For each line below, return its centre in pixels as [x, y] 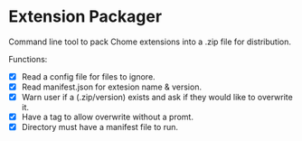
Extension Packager [85, 17]
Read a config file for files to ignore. [88, 76]
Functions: [28, 59]
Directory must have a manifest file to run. [99, 127]
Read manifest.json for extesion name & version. [112, 87]
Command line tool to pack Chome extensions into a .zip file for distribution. [150, 42]
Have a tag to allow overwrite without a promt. [107, 117]
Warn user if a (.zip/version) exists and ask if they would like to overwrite [157, 98]
